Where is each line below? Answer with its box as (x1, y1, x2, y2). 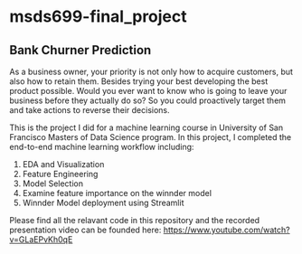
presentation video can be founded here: (9, 224, 162, 235)
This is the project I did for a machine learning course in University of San (9, 122, 283, 133)
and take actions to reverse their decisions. (9, 105, 170, 115)
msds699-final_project (9, 6, 187, 27)
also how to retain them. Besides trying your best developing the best (9, 76, 269, 87)
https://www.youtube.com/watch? (163, 224, 291, 235)
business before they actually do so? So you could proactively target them (9, 95, 287, 106)
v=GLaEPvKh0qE (9, 234, 73, 245)
